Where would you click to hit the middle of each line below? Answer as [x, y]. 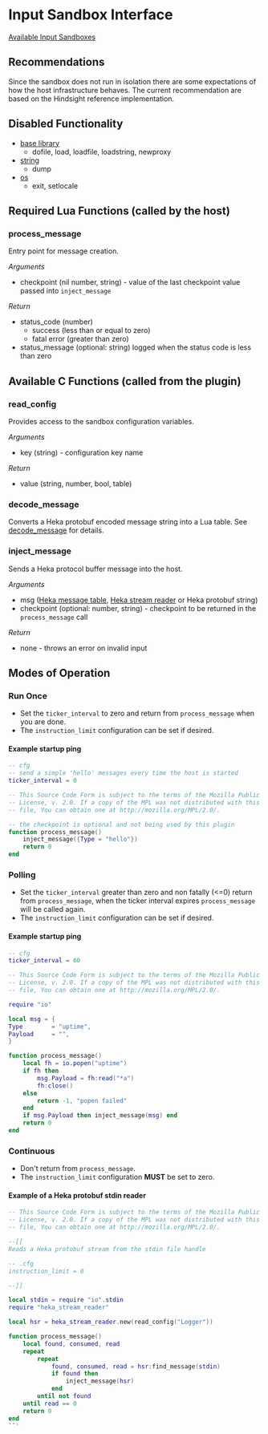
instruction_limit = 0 [46, 1271]
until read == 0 [50, 1404]
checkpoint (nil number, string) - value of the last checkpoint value [130, 282]
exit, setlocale [55, 185]
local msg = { [32, 1019]
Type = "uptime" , [50, 1027]
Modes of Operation [59, 672]
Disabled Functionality [66, 124]
